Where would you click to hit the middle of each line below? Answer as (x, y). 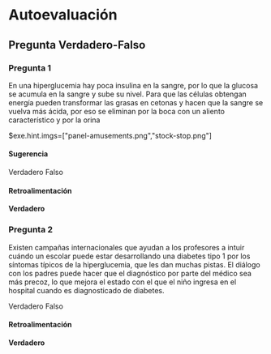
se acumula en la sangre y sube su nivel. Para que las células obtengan (128, 94)
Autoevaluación (63, 15)
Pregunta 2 (31, 230)
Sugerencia (28, 154)
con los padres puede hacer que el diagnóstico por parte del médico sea (130, 273)
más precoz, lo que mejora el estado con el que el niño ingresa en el (123, 282)
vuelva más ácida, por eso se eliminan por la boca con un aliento (117, 111)
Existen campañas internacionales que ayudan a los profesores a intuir (127, 247)
